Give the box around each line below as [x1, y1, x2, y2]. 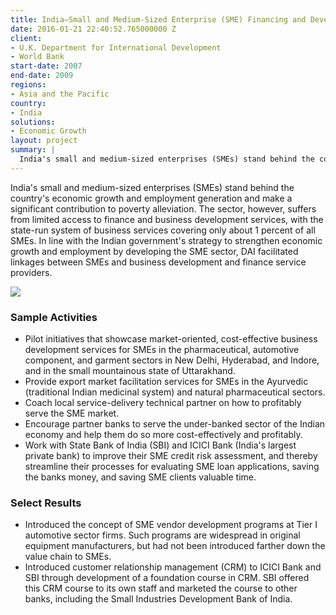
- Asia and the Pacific [10, 89, 110, 99]
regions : [10, 80, 47, 90]
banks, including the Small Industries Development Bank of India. [24, 593, 293, 605]
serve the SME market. [24, 407, 120, 420]
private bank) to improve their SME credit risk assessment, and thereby [24, 450, 318, 462]
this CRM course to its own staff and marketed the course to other [24, 582, 298, 595]
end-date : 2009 [10, 71, 74, 81]
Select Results [10, 496, 82, 510]
